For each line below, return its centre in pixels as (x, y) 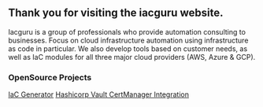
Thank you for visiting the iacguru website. (116, 13)
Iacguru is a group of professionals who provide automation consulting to (127, 31)
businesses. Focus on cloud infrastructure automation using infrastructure (128, 40)
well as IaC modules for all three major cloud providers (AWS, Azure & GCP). (132, 57)
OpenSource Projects (50, 77)
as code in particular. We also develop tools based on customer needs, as (128, 48)
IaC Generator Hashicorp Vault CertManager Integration (98, 94)
